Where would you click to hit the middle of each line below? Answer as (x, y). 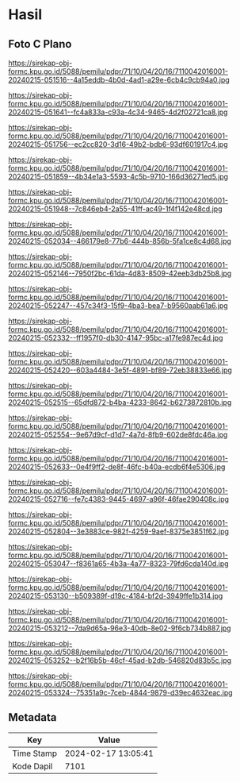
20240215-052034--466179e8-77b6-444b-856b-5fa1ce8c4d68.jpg (120, 241)
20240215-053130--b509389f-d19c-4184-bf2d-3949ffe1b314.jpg (116, 596)
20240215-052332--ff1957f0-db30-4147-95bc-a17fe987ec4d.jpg (116, 338)
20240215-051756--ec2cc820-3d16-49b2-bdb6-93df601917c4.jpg (118, 144)
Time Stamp (35, 753)
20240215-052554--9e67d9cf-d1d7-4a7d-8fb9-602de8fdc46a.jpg (118, 435)
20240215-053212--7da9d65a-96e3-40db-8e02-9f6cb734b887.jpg (120, 628)
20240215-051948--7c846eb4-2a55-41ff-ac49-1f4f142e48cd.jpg (115, 209)
